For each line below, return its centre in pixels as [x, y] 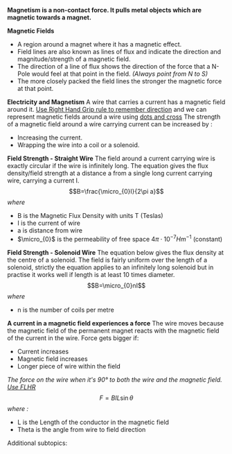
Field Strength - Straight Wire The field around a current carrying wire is [111, 158]
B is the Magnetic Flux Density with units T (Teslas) [90, 216]
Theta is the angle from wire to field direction [81, 429]
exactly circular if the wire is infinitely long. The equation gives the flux [108, 166]
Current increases [43, 351]
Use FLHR [21, 387]
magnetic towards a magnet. [50, 17]
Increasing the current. [50, 137]
